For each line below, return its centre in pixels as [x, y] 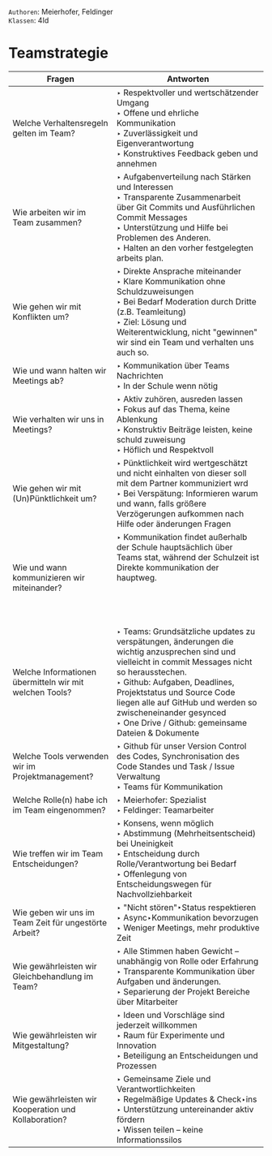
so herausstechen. [152, 671]
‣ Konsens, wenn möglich [165, 823]
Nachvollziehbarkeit [154, 894]
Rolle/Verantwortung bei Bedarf [176, 864]
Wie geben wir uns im [54, 912]
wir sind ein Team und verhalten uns [185, 342]
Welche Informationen [55, 671]
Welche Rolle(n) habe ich [60, 800]
